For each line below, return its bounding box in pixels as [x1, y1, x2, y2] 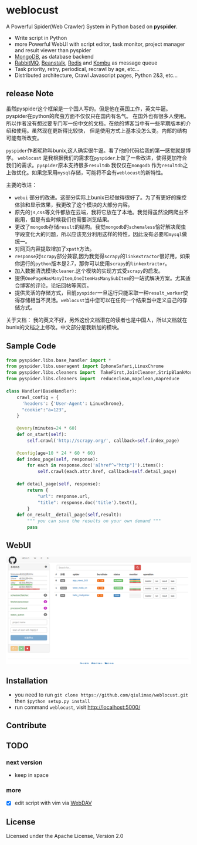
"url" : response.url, [37, 494, 91, 499]
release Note [6, 89, 54, 99]
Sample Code [6, 341, 56, 351]
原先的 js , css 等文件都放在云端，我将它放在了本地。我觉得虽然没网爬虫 [14, 208, 184, 215]
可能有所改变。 [6, 134, 42, 141]
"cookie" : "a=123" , [21, 407, 67, 413]
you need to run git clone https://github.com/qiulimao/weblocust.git [14, 691, 189, 698]
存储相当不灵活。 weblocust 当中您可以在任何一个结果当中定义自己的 [19, 296, 183, 303]
